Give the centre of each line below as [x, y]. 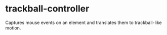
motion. [13, 27]
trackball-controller [47, 9]
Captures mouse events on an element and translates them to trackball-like [83, 22]
